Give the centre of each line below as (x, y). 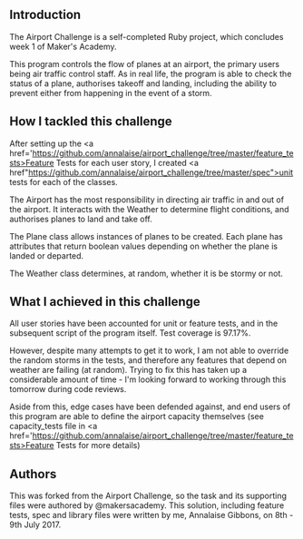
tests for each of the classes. (64, 181)
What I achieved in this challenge (105, 302)
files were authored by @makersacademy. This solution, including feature (147, 505)
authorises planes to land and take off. (81, 219)
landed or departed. (47, 255)
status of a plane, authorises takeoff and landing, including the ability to (143, 83)
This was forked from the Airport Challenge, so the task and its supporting (148, 496)
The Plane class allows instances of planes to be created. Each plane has (146, 236)
